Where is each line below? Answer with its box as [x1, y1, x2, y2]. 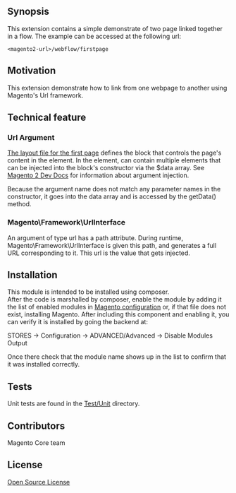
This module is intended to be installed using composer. [7, 287, 170, 296]
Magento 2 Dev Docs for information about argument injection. [7, 171, 190, 179]
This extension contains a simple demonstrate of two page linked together [7, 24, 223, 32]
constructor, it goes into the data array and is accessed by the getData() [7, 192, 217, 201]
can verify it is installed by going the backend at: [7, 318, 148, 326]
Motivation [7, 65, 56, 77]
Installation [7, 269, 58, 281]
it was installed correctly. [7, 360, 80, 369]
